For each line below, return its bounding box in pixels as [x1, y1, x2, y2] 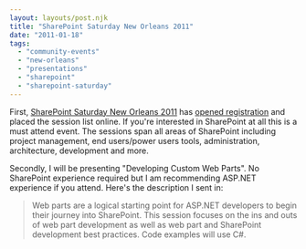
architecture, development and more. [9, 145, 149, 156]
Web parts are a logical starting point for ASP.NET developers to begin [31, 200, 298, 211]
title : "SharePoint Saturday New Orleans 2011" [9, 22, 195, 31]
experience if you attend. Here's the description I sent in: [9, 182, 224, 192]
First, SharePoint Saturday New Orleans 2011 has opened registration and [9, 106, 286, 117]
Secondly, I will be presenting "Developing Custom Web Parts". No [9, 162, 260, 173]
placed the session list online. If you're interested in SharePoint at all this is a [9, 116, 298, 127]
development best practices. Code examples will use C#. [31, 229, 247, 240]
